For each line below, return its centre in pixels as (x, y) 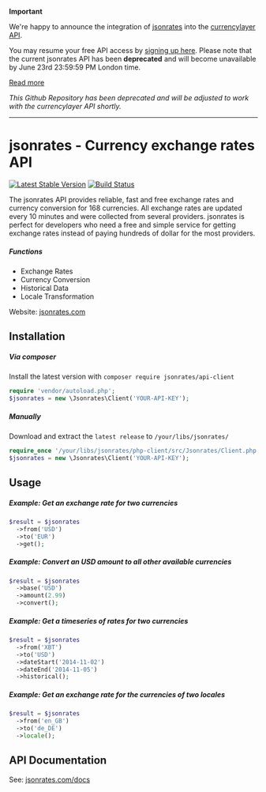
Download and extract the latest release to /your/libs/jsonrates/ (119, 436)
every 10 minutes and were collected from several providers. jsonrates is (127, 216)
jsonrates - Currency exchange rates (132, 146)
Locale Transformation (57, 296)
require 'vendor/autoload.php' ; (62, 391)
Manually (25, 416)
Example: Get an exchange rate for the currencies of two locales (117, 694)
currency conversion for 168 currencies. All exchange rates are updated (126, 208)
